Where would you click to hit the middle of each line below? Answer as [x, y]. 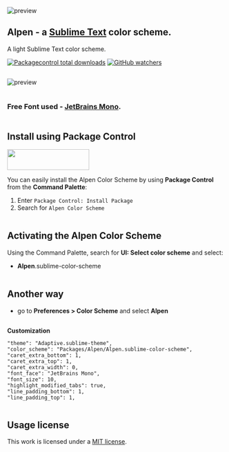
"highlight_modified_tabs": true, [57, 385]
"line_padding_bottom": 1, [46, 391]
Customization [29, 331]
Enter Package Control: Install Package [75, 200]
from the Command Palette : [47, 187]
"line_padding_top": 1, [41, 397]
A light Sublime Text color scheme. [57, 49]
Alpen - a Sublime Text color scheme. [89, 32]
